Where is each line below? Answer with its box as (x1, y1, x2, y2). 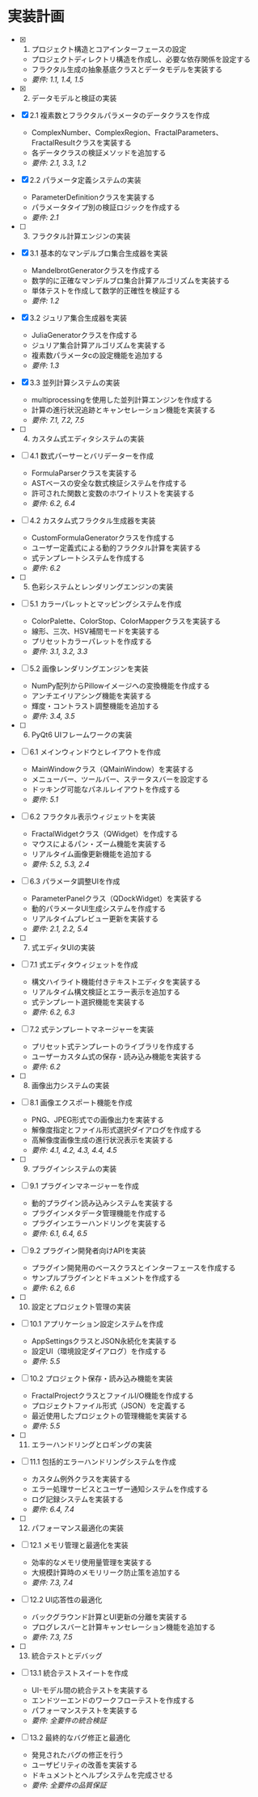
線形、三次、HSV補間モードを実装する (31, 626, 160, 635)
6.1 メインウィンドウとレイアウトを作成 (29, 747, 161, 757)
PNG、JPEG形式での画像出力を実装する (31, 1115, 165, 1124)
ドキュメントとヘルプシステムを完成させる (31, 1770, 174, 1779)
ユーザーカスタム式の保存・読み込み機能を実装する (31, 1052, 202, 1061)
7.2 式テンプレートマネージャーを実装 (29, 1024, 154, 1034)
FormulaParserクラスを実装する (31, 468, 137, 478)
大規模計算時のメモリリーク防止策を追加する (31, 1567, 181, 1577)
